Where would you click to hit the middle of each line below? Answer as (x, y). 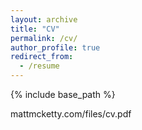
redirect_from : (42, 57)
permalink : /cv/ (44, 38)
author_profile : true (55, 47)
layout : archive (44, 19)
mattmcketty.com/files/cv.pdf (71, 114)
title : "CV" (35, 29)
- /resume (39, 66)
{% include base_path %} (63, 94)
